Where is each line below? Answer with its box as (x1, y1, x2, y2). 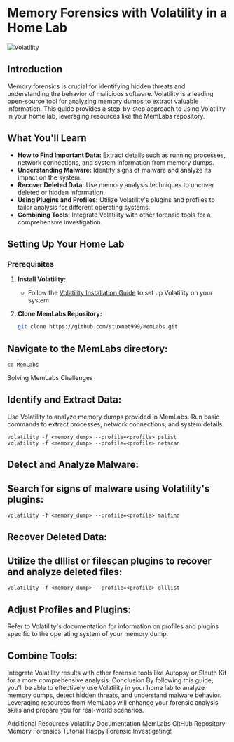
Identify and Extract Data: (7, 394, 122, 406)
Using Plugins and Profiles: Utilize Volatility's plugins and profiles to (17, 195, 215, 204)
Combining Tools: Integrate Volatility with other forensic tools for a (17, 210, 211, 219)
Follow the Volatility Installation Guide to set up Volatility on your (27, 289, 213, 297)
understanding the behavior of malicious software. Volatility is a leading (7, 89, 214, 97)
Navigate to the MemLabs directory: (7, 342, 168, 355)
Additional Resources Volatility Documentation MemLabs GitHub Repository (7, 719, 226, 727)
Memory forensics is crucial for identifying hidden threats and (7, 82, 186, 90)
